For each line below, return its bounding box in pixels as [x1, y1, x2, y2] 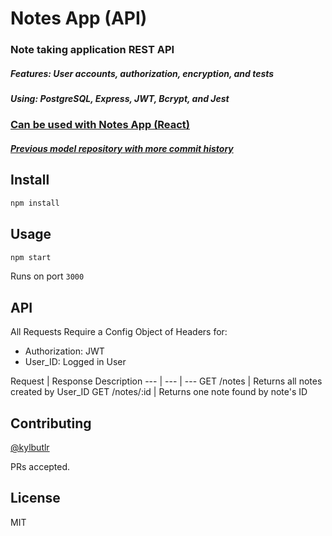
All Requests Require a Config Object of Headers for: [10, 326, 228, 338]
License [10, 490, 61, 507]
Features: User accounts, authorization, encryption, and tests [10, 67, 275, 79]
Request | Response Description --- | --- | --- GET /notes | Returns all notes [10, 375, 323, 387]
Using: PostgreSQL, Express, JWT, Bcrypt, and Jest [10, 93, 230, 105]
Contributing [10, 415, 92, 432]
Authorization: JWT [24, 345, 105, 357]
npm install [10, 198, 60, 208]
